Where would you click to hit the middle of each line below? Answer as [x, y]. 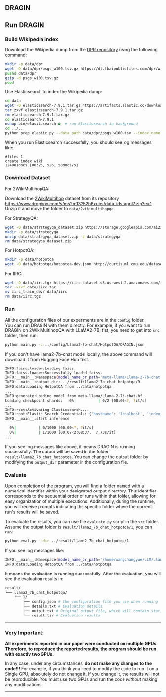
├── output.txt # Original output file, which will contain [86, 611]
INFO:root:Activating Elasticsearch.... [47, 410]
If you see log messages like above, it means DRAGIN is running [70, 446]
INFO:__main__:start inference [37, 419]
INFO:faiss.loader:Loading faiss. [41, 368]
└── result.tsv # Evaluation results [62, 615]
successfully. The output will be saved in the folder [57, 451]
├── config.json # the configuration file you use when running [90, 602]
